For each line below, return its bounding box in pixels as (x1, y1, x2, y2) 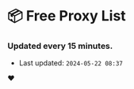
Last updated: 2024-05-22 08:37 (18, 58, 124, 68)
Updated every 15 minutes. (7, 41, 113, 52)
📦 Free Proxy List (7, 7, 126, 25)
